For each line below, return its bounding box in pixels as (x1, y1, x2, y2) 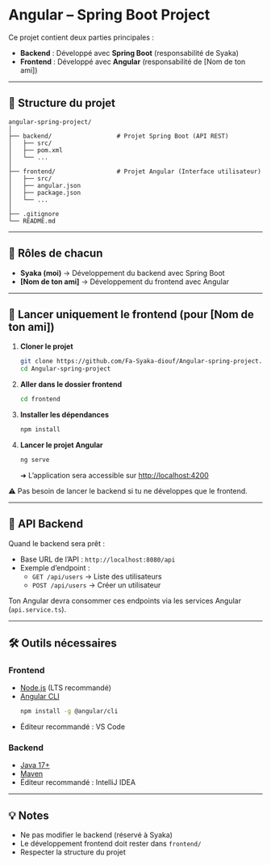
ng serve (19, 456, 50, 464)
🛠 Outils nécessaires (8, 636, 117, 650)
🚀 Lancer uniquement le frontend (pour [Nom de (8, 307, 254, 321)
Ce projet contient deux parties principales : (8, 32, 155, 42)
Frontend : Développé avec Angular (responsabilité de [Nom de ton (19, 57, 246, 66)
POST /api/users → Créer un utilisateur (31, 580, 161, 590)
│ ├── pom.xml (8, 146, 63, 155)
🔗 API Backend (8, 517, 83, 531)
